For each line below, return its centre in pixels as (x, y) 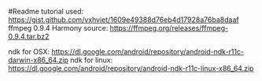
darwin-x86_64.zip (39, 60)
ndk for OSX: (29, 52)
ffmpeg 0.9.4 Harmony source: (58, 28)
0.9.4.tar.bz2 (29, 36)
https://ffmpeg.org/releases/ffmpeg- (169, 28)
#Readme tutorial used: (46, 11)
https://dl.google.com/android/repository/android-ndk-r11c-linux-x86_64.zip (131, 68)
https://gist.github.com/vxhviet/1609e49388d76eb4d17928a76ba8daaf (124, 20)
